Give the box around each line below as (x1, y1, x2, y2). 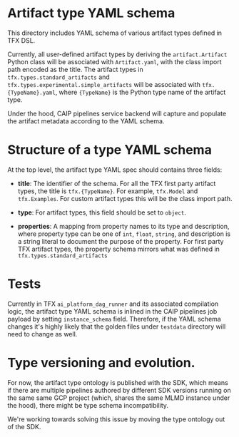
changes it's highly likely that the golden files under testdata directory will (7, 322, 226, 331)
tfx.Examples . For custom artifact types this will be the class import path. (17, 194, 233, 202)
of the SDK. (7, 422, 41, 431)
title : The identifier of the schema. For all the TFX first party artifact (17, 179, 216, 187)
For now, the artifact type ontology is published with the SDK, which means (7, 378, 228, 386)
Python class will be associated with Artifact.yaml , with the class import (7, 57, 223, 66)
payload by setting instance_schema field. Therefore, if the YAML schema (7, 314, 221, 323)
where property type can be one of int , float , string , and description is (17, 230, 230, 238)
